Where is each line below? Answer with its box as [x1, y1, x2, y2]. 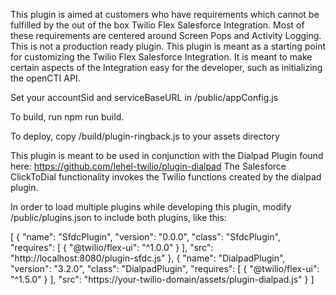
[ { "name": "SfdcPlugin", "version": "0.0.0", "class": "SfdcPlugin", [10, 231, 281, 243]
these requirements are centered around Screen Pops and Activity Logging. [10, 30, 322, 41]
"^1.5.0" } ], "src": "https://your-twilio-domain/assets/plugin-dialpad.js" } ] [10, 274, 315, 285]
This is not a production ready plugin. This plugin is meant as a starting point [10, 40, 327, 52]
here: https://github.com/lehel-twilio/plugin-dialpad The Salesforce [10, 160, 287, 172]
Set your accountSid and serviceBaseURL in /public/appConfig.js [10, 92, 279, 103]
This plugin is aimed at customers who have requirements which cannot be [10, 9, 320, 20]
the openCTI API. [10, 72, 81, 84]
